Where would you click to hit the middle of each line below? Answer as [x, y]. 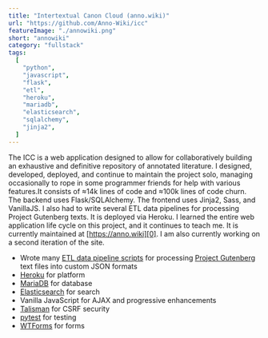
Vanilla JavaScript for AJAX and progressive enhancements [118, 300]
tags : [17, 53]
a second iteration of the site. [57, 242]
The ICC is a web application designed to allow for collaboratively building [130, 157]
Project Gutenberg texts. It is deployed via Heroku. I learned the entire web [131, 217]
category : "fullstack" [46, 46]
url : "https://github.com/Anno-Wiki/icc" [78, 23]
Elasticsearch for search [60, 292]
